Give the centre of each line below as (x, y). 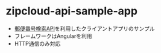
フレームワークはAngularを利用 (53, 36)
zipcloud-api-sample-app (72, 11)
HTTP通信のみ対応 (37, 43)
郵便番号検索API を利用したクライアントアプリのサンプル (84, 28)
